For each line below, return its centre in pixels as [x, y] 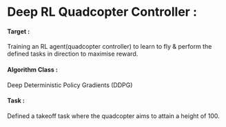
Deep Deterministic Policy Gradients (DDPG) [70, 85]
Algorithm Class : [33, 69]
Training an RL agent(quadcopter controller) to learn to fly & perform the [110, 47]
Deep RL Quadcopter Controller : [102, 12]
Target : [19, 31]
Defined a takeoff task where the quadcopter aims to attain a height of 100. [114, 116]
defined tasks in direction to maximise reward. [73, 54]
